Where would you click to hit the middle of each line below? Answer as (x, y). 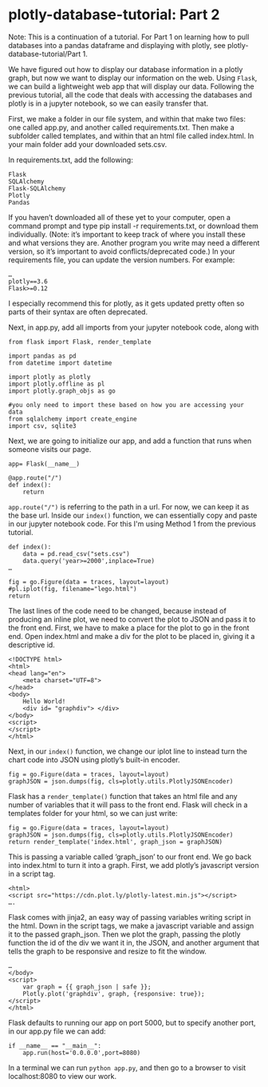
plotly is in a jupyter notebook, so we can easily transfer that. (108, 103)
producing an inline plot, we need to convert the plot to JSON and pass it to (132, 619)
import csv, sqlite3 (43, 426)
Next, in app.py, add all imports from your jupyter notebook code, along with (134, 327)
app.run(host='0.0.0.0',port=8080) (82, 1053)
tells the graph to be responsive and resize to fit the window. (108, 951)
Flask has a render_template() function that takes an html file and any (123, 796)
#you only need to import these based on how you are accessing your (126, 405)
